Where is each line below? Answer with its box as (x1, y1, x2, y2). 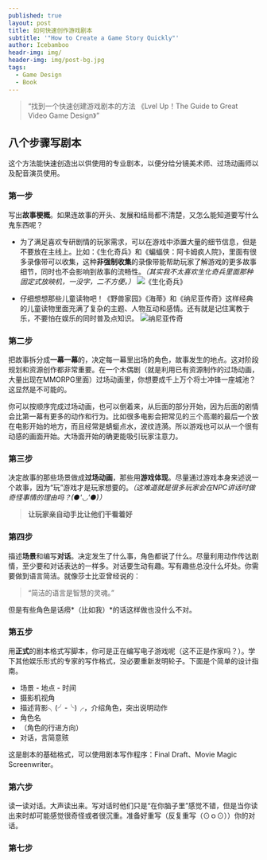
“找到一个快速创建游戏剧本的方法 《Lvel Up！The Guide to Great (27, 101, 238, 111)
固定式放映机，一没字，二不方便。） (19, 276, 135, 286)
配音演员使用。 (14, 169, 64, 178)
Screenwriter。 (8, 759, 58, 769)
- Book (15, 78, 37, 86)
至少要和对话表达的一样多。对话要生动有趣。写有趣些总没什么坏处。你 (21, 561, 252, 570)
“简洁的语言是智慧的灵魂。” (27, 588, 115, 597)
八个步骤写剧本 (8, 136, 82, 150)
